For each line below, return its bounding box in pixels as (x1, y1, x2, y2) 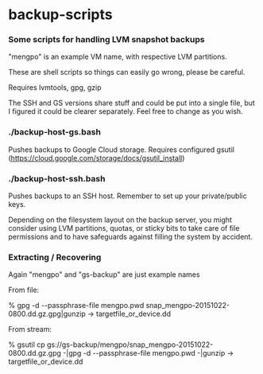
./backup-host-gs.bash (8, 127, 102, 138)
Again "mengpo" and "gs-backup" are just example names (8, 270, 200, 279)
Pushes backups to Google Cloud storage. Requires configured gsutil (8, 145, 234, 154)
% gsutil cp (8, 340, 45, 349)
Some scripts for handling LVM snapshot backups (8, 34, 205, 45)
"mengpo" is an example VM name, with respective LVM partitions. (8, 52, 228, 61)
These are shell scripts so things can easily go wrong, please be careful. (8, 68, 246, 77)
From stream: (8, 325, 52, 334)
